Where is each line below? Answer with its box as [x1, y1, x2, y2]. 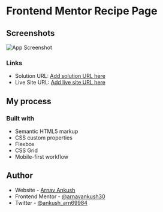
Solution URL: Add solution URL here [14, 72, 106, 80]
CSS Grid [14, 147, 38, 154]
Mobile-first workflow [14, 153, 69, 160]
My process [6, 96, 52, 106]
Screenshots [6, 28, 55, 38]
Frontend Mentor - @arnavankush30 [14, 193, 106, 200]
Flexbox [14, 140, 35, 147]
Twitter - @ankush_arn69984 [14, 199, 88, 206]
